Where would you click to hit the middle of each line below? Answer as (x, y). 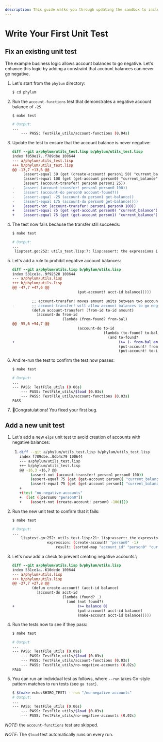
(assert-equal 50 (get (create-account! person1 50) (77, 174)
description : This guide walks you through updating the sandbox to (76, 10)
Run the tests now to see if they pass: (49, 625)
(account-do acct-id (57, 593)
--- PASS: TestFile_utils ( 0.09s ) (47, 651)
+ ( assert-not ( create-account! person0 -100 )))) (74, 502)
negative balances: (31, 442)
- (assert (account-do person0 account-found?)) (65, 192)
